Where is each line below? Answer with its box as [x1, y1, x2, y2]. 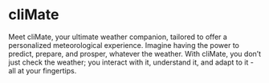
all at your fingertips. [8, 65, 77, 75]
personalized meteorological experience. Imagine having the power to [8, 40, 239, 49]
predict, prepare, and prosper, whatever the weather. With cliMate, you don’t [8, 49, 261, 58]
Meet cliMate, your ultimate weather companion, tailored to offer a [8, 32, 227, 41]
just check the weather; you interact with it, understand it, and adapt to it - [8, 57, 255, 67]
